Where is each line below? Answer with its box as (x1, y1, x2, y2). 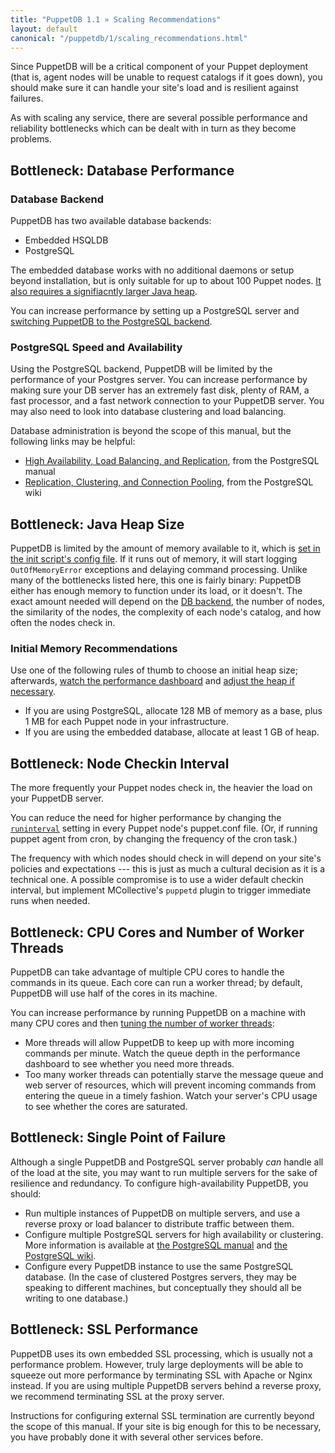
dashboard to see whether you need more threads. (24, 1058, 235, 1070)
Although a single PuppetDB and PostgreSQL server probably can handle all (10, 1156, 324, 1168)
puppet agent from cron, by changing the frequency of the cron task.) (10, 833, 298, 845)
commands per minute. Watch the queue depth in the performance (24, 1047, 301, 1060)
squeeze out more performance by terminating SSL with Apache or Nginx (10, 1369, 313, 1381)
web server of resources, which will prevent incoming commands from (24, 1079, 317, 1091)
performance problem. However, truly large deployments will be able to (10, 1358, 304, 1370)
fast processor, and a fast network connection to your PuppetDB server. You (10, 395, 325, 407)
